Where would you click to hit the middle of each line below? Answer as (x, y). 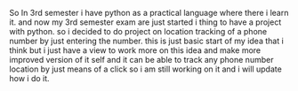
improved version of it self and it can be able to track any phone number (141, 60)
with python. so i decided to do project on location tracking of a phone (138, 31)
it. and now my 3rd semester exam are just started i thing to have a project (145, 22)
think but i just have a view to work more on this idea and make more (135, 50)
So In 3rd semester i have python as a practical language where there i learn (149, 13)
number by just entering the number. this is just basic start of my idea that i (147, 41)
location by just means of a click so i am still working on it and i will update (145, 69)
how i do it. (30, 78)
